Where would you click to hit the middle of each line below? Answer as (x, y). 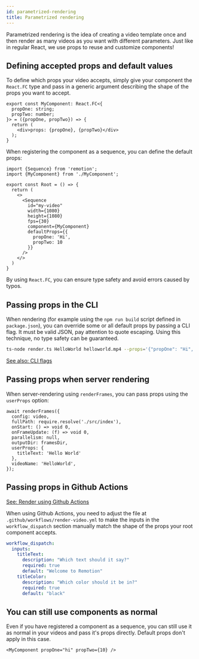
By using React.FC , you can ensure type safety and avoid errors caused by (98, 280)
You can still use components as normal (82, 612)
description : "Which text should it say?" (76, 560)
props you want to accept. (39, 93)
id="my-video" (45, 206)
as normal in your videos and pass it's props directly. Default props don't (96, 633)
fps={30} (39, 221)
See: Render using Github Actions (48, 502)
